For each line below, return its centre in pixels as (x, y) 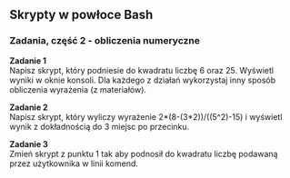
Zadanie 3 (29, 143)
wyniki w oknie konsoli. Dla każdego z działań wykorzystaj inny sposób (143, 80)
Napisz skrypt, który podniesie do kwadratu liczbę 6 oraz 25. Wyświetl (142, 70)
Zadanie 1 (28, 60)
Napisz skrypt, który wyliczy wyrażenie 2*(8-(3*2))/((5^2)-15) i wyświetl (146, 116)
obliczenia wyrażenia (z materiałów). (78, 89)
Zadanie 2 (29, 107)
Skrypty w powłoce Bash (81, 15)
